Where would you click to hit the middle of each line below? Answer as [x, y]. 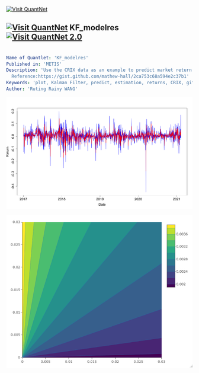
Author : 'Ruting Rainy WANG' [42, 89]
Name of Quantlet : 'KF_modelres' [47, 58]
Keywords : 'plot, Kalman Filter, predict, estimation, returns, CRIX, [95, 83]
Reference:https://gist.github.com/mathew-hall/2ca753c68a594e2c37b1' [100, 76]
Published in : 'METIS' [34, 64]
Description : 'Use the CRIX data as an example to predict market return [99, 70]
